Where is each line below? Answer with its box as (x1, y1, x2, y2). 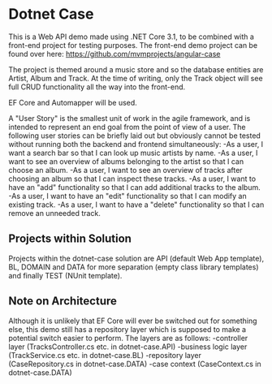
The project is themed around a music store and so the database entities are (8, 64, 264, 74)
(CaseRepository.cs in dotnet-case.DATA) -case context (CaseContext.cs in (8, 359, 261, 369)
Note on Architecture (8, 294, 118, 308)
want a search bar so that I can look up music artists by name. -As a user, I (8, 148, 258, 157)
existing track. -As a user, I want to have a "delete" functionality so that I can (8, 200, 265, 209)
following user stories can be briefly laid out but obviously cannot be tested (8, 131, 261, 140)
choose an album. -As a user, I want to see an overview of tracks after (8, 165, 243, 175)
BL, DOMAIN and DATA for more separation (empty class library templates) (8, 261, 259, 272)
